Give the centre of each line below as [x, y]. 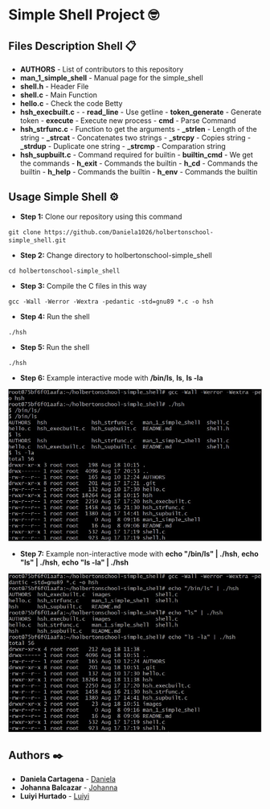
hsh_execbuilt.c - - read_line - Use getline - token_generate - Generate [141, 112]
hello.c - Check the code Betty [71, 103]
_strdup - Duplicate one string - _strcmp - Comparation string [123, 146]
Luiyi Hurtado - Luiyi [55, 796]
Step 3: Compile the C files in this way [83, 285]
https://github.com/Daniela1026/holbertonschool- [129, 232]
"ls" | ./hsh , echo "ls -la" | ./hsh [74, 563]
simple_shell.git [37, 240]
